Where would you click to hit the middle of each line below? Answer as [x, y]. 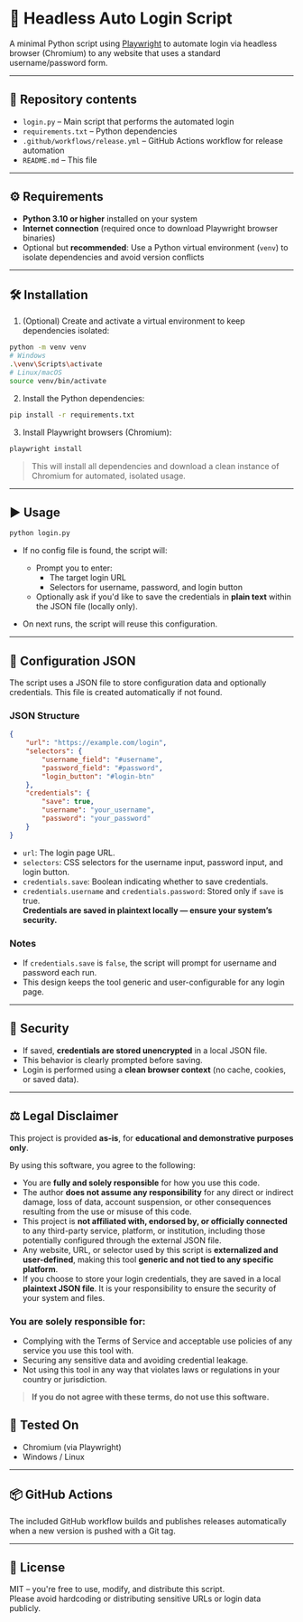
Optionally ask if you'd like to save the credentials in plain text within [163, 597]
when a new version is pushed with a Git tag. [92, 1531]
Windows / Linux [54, 1457]
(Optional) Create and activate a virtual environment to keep [133, 321]
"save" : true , [68, 802]
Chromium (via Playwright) [72, 1447]
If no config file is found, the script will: [95, 551]
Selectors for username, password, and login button [146, 588]
